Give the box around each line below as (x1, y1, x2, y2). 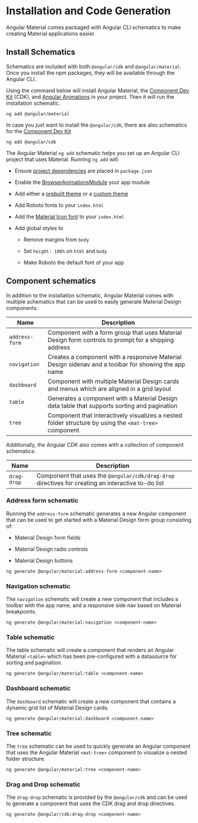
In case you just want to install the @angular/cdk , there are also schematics (6, 121, 187, 128)
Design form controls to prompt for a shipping (47, 335, 174, 344)
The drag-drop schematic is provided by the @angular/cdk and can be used (6, 794, 187, 801)
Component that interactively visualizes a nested (47, 411, 183, 419)
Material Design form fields (14, 534, 81, 541)
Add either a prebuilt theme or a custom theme (14, 190, 128, 197)
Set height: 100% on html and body (23, 247, 107, 254)
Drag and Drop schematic (6, 780, 81, 788)
